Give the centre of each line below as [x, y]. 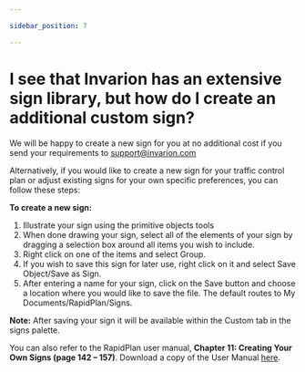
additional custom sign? [102, 117]
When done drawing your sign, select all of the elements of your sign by [158, 234]
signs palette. [35, 330]
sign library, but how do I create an [142, 98]
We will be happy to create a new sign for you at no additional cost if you [146, 143]
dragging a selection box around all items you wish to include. [138, 244]
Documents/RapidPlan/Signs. [77, 303]
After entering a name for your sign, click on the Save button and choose [159, 283]
